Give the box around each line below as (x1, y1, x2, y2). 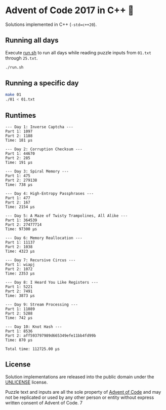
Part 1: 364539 (5, 218, 37, 223)
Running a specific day (5, 79, 79, 88)
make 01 (5, 92, 22, 97)
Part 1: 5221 (5, 284, 33, 289)
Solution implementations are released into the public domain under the (5, 373, 154, 380)
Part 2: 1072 (5, 266, 33, 271)
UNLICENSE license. (5, 379, 48, 385)
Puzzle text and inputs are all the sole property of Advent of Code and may (5, 389, 161, 395)
